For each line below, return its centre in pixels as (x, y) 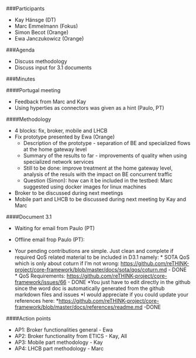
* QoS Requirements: (40, 276)
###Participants (25, 9)
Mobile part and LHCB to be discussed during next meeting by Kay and (100, 199)
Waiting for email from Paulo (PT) (55, 228)
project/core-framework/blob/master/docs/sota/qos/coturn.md (91, 270)
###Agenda (20, 50)
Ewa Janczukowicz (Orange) (49, 38)
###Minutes (21, 79)
